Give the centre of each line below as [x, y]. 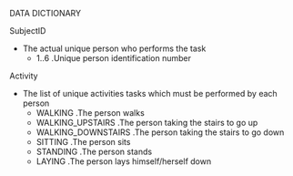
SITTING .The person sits [83, 142]
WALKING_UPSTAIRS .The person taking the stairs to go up [147, 123]
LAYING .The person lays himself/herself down [124, 161]
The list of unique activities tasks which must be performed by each [150, 93]
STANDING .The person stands [94, 151]
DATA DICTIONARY [45, 13]
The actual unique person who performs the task [114, 48]
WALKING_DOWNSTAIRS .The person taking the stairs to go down [160, 132]
